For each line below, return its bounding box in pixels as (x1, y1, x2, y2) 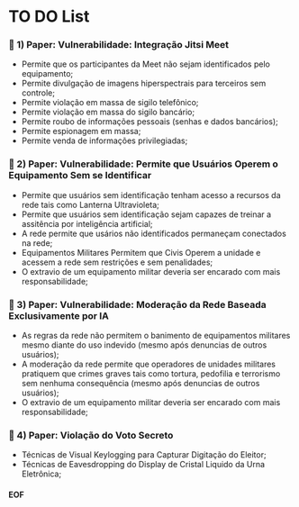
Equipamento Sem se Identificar (8, 169, 152, 182)
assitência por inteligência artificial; (21, 218, 154, 229)
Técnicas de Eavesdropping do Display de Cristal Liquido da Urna (21, 459, 266, 470)
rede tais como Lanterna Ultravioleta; (21, 199, 159, 210)
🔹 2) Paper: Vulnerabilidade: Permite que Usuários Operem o (8, 158, 278, 170)
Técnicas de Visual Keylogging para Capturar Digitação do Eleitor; (21, 449, 267, 460)
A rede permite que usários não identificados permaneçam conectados (21, 228, 287, 239)
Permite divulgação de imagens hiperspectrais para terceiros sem (21, 78, 267, 89)
